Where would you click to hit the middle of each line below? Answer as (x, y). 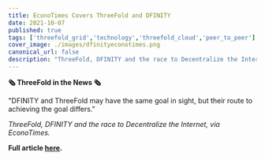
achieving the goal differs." (52, 109)
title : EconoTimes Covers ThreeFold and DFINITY (90, 15)
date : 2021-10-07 (37, 23)
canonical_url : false (44, 52)
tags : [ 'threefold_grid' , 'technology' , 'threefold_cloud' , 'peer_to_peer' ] (132, 37)
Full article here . (35, 147)
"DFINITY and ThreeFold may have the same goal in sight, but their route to (131, 100)
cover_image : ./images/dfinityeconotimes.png (84, 45)
